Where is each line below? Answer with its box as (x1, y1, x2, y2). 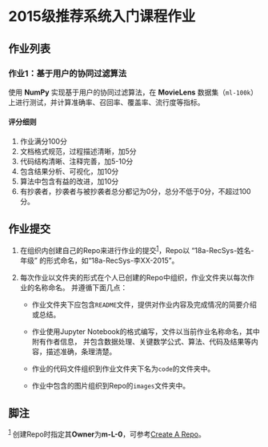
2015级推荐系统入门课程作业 (8, 7, 196, 26)
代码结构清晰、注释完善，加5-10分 (19, 157, 134, 167)
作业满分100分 (19, 137, 68, 147)
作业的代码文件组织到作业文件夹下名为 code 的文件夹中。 (31, 364, 215, 373)
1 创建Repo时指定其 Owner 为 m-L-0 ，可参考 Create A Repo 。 (8, 428, 206, 439)
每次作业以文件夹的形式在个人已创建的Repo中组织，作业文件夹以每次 (19, 272, 248, 282)
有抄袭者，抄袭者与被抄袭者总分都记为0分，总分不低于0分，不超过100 (19, 187, 251, 196)
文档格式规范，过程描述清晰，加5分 (19, 147, 138, 156)
